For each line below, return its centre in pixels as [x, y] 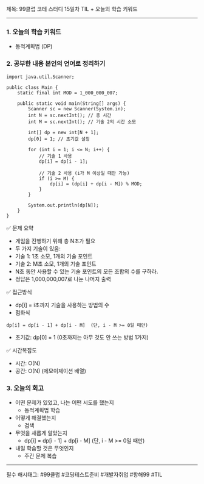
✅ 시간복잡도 [22, 350]
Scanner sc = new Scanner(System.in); [77, 109]
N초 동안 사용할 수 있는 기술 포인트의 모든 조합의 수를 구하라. [87, 271]
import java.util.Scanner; [40, 77]
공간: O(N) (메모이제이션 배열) [51, 371]
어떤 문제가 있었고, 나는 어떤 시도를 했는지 [64, 402]
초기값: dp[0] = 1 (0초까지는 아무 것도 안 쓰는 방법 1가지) [82, 337]
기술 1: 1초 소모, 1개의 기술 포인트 [54, 256]
